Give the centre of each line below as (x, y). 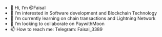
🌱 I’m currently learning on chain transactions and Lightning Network (83, 18)
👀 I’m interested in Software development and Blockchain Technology (84, 13)
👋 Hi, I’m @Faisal (28, 8)
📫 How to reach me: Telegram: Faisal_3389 (56, 29)
